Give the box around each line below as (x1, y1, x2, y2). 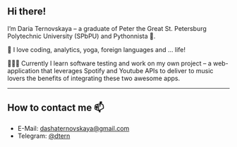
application (7, 66, 40, 75)
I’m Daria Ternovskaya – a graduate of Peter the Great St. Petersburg (7, 24, 207, 32)
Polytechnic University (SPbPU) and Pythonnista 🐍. (7, 32, 156, 40)
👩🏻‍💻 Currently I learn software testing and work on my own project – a (7, 59, 212, 68)
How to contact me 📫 (7, 102, 104, 114)
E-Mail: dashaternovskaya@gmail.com (17, 124, 130, 132)
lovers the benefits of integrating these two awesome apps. (7, 74, 181, 82)
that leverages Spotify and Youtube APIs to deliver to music (41, 66, 214, 75)
